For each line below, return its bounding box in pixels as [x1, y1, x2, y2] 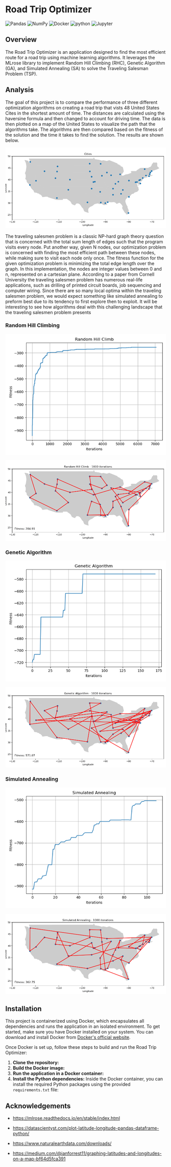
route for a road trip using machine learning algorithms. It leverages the [5, 54, 156, 60]
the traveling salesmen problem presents [5, 309, 91, 315]
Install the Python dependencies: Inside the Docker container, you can [12, 1076, 163, 1082]
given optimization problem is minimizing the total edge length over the [5, 260, 155, 267]
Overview [5, 35, 37, 44]
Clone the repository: [12, 1060, 59, 1066]
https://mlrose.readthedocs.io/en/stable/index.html [12, 1115, 120, 1121]
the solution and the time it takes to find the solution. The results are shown [5, 131, 164, 138]
